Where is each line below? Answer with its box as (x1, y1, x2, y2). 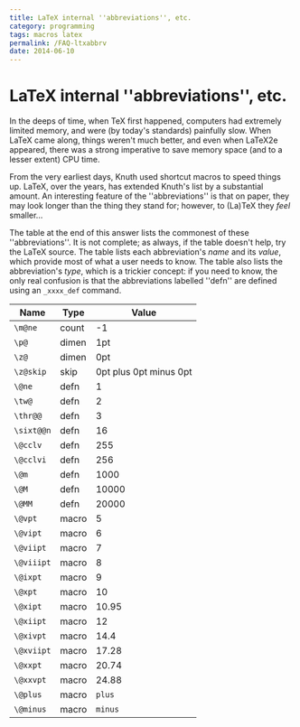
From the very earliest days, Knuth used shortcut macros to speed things (9, 172, 282, 182)
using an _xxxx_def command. (9, 285, 122, 296)
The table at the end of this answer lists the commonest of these (9, 228, 250, 238)
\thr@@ (14, 411, 42, 421)
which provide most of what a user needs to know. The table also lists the (9, 256, 283, 267)
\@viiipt (14, 557, 52, 568)
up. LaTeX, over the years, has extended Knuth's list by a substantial (9, 182, 264, 192)
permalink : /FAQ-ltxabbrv (9, 38, 107, 48)
